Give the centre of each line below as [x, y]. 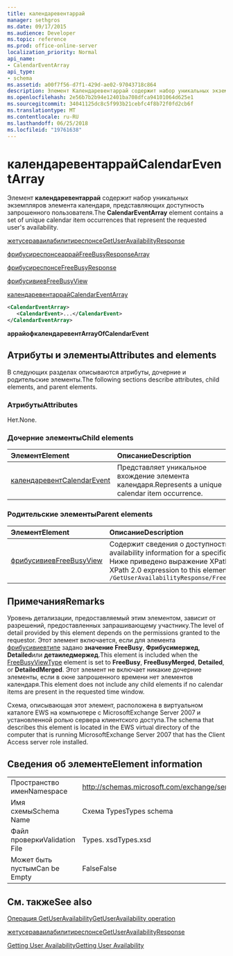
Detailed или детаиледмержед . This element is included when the [103, 655]
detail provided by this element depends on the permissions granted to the [114, 633]
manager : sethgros [34, 20]
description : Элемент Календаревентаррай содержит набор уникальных [108, 91]
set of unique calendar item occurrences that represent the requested [107, 220]
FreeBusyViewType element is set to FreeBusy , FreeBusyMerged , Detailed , [116, 663]
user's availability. [33, 228]
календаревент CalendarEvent [61, 481]
